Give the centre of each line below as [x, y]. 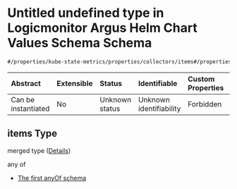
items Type [32, 134]
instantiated [30, 109]
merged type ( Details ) [39, 150]
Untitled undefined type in [86, 13]
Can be [23, 99]
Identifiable [158, 83]
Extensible [74, 83]
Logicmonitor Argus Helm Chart [102, 28]
